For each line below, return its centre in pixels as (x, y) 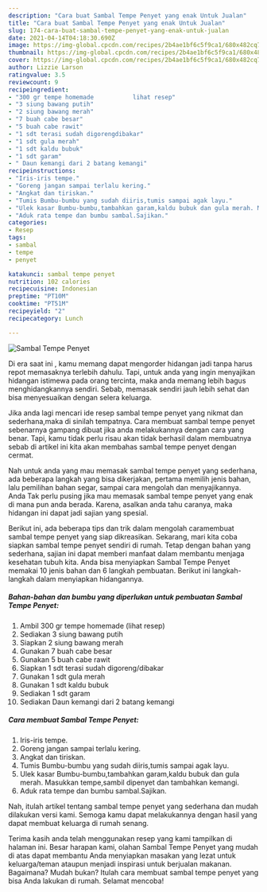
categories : (28, 223)
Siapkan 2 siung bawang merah (72, 642)
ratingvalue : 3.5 (37, 75)
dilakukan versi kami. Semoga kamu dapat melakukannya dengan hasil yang (133, 814)
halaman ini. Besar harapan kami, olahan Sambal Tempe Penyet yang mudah (133, 847)
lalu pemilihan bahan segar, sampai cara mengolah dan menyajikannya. (125, 487)
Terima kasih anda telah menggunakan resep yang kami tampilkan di (120, 838)
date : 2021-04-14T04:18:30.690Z (62, 38)
